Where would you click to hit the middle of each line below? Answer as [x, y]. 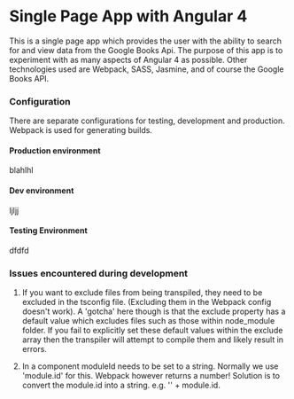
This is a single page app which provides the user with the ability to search [145, 41]
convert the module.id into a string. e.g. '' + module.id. [121, 385]
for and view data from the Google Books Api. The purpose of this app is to [146, 50]
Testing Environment [49, 231]
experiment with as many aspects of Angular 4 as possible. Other [128, 59]
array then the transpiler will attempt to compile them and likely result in [153, 340]
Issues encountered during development [99, 273]
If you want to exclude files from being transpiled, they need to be [142, 293]
